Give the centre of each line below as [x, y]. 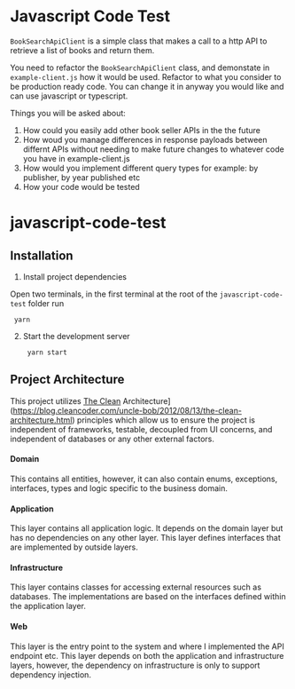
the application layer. [48, 606]
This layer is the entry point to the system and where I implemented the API [147, 646]
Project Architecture [67, 380]
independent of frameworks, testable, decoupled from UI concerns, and [141, 429]
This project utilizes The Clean [66, 400]
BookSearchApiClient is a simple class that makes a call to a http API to [139, 41]
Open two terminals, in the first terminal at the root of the [114, 294]
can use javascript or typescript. [69, 96]
